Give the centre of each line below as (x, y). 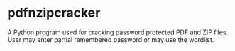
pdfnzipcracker (54, 13)
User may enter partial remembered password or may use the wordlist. (111, 39)
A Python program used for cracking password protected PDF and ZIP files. (118, 32)
